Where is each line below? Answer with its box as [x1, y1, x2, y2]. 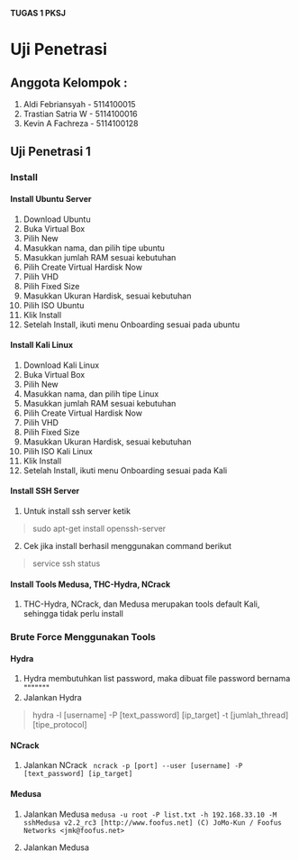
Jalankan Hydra [23, 692, 82, 703]
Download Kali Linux [23, 360, 100, 371]
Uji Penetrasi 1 [10, 144, 91, 160]
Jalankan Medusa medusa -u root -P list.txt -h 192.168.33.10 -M [23, 809, 277, 819]
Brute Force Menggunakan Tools [10, 631, 156, 644]
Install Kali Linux [10, 340, 74, 351]
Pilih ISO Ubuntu [23, 299, 85, 310]
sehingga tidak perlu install [23, 608, 124, 619]
